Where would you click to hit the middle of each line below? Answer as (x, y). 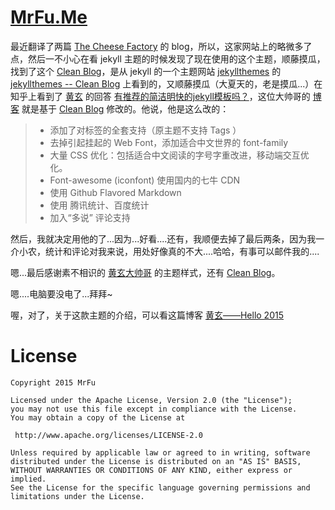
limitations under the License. (77, 496)
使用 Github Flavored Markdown (115, 192)
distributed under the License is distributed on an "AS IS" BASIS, (156, 461)
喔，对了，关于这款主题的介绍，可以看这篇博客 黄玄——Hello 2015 (147, 315)
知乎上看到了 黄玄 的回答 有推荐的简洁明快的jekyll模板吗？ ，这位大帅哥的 (160, 96)
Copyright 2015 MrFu (53, 382)
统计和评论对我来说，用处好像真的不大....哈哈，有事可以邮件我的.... (182, 251)
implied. (28, 479)
